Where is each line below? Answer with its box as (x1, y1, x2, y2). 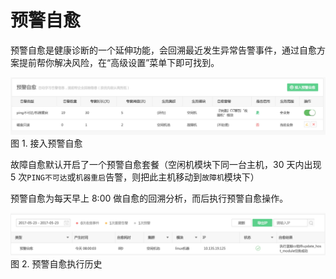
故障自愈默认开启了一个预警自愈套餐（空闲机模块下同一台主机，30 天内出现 (10, 158, 322, 170)
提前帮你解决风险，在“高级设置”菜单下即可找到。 (18, 56, 220, 68)
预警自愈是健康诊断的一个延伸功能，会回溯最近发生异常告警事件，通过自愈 (10, 44, 317, 56)
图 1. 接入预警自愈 (10, 137, 83, 149)
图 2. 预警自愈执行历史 (10, 257, 103, 270)
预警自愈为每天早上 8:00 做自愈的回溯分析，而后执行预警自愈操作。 (10, 192, 289, 204)
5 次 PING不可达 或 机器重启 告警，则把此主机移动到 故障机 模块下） (10, 171, 260, 183)
